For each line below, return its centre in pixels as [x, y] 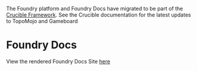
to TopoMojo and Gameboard [42, 21]
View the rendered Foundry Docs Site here [58, 61]
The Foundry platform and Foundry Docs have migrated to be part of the [95, 9]
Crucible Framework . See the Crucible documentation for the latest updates [99, 15]
